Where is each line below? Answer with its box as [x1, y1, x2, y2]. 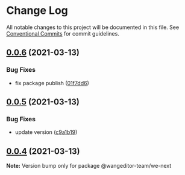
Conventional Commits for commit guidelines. [6, 30, 119, 37]
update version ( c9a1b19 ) [14, 129, 78, 136]
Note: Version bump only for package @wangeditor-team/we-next [6, 162, 172, 170]
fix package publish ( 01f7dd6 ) [14, 79, 89, 86]
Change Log [6, 4, 68, 17]
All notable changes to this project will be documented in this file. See [6, 24, 180, 31]
